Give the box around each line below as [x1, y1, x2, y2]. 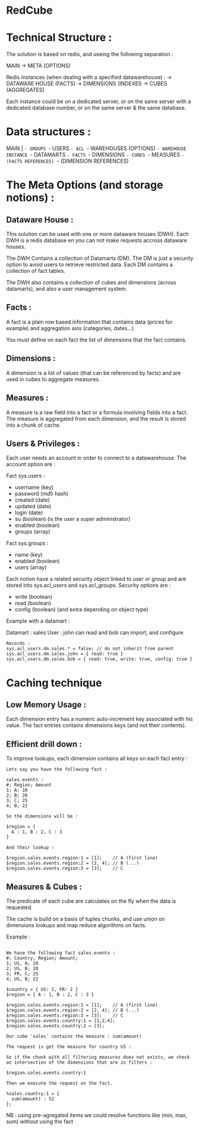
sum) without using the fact [6, 1118, 74, 1125]
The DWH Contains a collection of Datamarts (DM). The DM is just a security [6, 254, 194, 262]
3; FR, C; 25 [6, 971, 39, 977]
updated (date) [14, 503, 52, 510]
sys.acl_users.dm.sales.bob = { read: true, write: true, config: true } [6, 656, 193, 662]
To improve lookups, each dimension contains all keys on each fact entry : [6, 755, 188, 762]
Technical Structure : [6, 31, 112, 45]
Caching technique [6, 676, 102, 689]
